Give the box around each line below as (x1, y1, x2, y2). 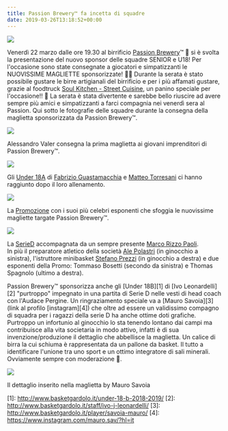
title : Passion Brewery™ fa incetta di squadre (7, 10, 145, 17)
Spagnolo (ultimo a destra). (7, 268, 84, 277)
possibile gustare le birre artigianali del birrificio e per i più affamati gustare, (7, 77, 220, 86)
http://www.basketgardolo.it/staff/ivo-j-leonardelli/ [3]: (7, 401, 160, 409)
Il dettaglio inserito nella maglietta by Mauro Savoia (7, 380, 151, 389)
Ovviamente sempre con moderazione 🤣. (7, 354, 122, 363)
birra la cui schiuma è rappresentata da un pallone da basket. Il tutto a (7, 340, 203, 348)
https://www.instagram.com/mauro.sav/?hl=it (7, 415, 134, 424)
